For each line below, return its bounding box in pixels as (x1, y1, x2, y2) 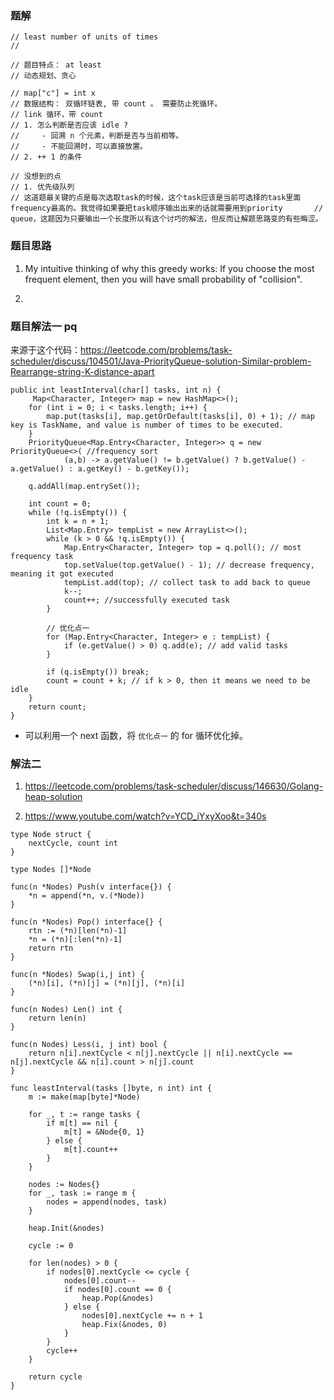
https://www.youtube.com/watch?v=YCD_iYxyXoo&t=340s (24, 810, 267, 822)
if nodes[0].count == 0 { (63, 1285, 172, 1295)
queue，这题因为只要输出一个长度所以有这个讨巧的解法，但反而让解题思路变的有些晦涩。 (10, 214, 323, 224)
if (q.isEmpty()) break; (46, 667, 150, 677)
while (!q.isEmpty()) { (28, 507, 128, 517)
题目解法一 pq (10, 319, 78, 333)
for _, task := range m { (28, 1188, 137, 1199)
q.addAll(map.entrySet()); (28, 481, 141, 491)
